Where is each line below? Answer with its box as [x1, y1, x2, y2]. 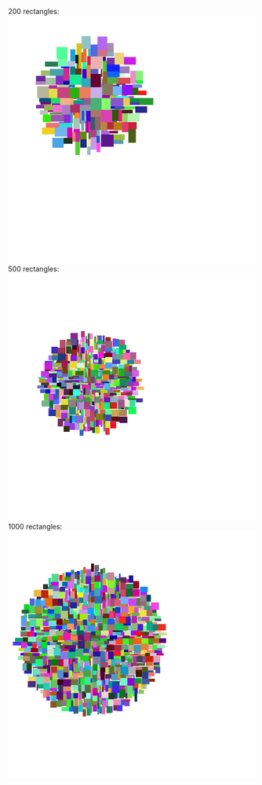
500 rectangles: [8, 264, 60, 274]
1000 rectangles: [8, 522, 63, 531]
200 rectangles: [8, 7, 60, 16]
